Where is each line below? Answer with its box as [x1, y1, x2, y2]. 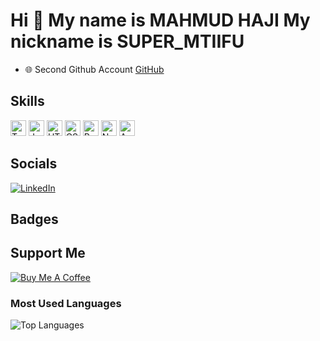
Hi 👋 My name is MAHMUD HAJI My [10, 9, 311, 32]
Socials [10, 155, 58, 173]
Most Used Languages [10, 296, 122, 310]
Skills [10, 93, 45, 110]
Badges [10, 210, 59, 228]
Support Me [10, 245, 86, 262]
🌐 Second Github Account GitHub [24, 63, 165, 75]
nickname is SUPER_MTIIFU [10, 30, 245, 53]
